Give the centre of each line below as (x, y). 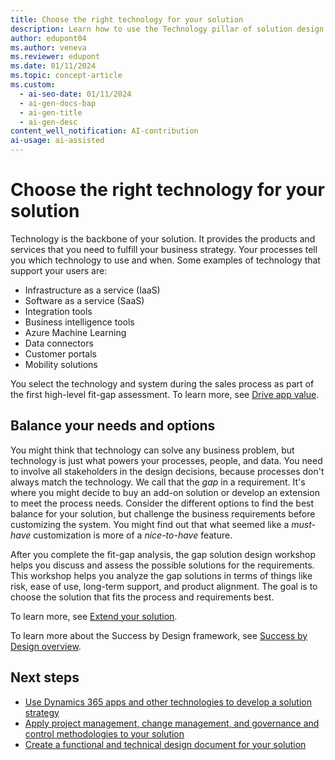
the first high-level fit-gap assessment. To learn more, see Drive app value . (165, 394)
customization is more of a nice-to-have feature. (133, 535)
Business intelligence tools (79, 322)
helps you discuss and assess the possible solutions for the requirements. (162, 565)
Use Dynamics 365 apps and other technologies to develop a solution (168, 702)
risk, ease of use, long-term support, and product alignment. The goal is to (164, 586)
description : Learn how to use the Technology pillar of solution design (167, 29)
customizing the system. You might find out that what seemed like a (150, 524)
